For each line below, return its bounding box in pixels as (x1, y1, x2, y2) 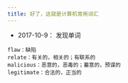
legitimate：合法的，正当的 (7, 69, 82, 76)
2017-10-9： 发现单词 (17, 31, 81, 39)
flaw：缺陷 (7, 46, 37, 53)
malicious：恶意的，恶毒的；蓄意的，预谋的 (7, 61, 121, 68)
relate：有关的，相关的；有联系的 (7, 54, 96, 61)
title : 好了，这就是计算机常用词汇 (7, 10, 99, 18)
